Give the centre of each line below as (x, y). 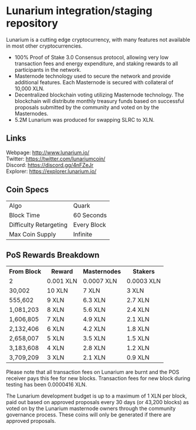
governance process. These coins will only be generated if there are (89, 415)
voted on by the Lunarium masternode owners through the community (91, 409)
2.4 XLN (138, 310)
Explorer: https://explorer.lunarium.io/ (51, 171)
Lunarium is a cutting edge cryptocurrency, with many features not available (98, 39)
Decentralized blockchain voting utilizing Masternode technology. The (99, 95)
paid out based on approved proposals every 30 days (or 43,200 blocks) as (97, 402)
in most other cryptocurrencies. (44, 46)
